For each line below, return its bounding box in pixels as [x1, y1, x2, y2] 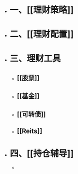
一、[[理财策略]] [9, 4, 74, 16]
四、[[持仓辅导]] [9, 148, 74, 159]
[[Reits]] [16, 127, 43, 135]
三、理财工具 [9, 53, 61, 64]
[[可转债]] [16, 110, 46, 118]
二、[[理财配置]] [9, 29, 74, 40]
